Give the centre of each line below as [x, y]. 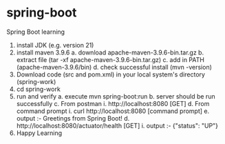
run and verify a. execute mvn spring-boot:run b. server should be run [116, 96]
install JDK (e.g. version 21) [55, 45]
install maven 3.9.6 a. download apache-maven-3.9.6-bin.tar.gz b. [110, 52]
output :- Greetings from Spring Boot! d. [73, 118]
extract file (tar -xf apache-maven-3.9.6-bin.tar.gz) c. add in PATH [110, 59]
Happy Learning [39, 133]
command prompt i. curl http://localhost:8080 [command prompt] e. [113, 111]
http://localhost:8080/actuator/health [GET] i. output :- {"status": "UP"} [117, 125]
